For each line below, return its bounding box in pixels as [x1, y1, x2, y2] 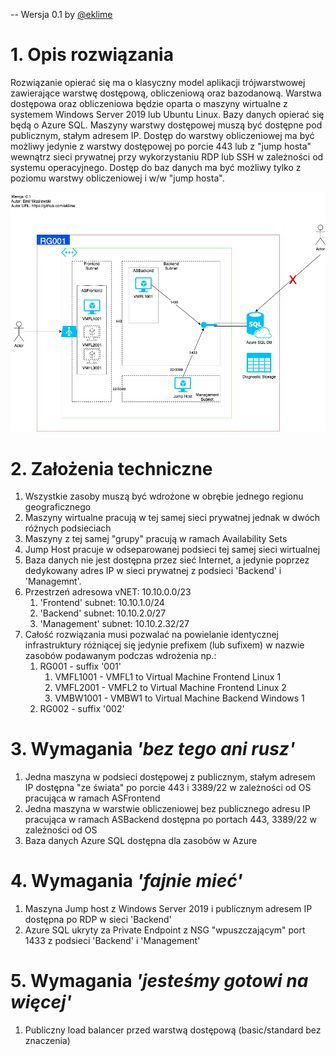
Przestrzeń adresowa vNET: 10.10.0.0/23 [24, 586, 192, 598]
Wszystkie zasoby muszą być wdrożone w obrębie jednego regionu [24, 490, 304, 503]
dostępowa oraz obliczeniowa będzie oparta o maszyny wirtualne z [10, 97, 288, 109]
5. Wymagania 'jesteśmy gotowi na [10, 970, 309, 993]
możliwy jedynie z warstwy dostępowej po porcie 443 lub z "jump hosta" [10, 140, 312, 152]
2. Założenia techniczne [10, 457, 213, 480]
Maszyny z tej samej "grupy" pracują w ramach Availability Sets [24, 533, 288, 545]
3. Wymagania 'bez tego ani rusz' [10, 738, 296, 761]
